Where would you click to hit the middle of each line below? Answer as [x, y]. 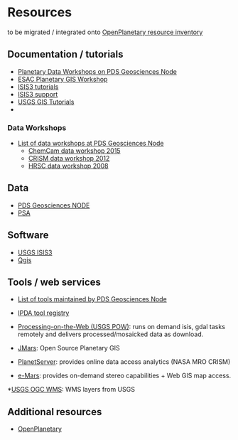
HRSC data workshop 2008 [68, 166]
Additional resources [55, 412]
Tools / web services [54, 283]
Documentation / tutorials [65, 54]
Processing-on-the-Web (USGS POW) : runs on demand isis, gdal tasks [121, 327]
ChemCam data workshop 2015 [74, 151]
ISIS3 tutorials [38, 87]
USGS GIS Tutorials [46, 102]
